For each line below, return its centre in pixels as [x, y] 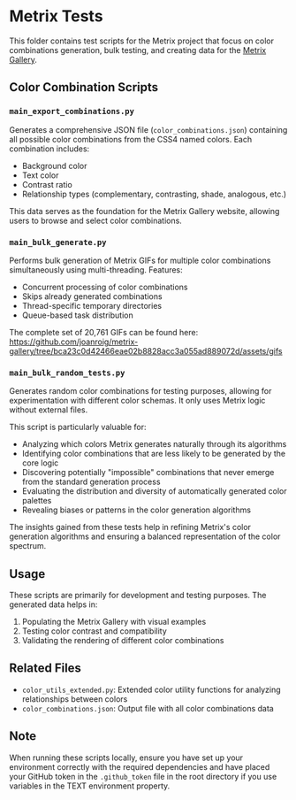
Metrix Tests [56, 16]
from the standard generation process [91, 482]
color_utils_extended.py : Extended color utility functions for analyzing [151, 689]
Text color [40, 175]
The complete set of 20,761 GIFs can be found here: [104, 332]
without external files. [49, 410]
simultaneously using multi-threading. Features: [96, 269]
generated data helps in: [53, 604]
